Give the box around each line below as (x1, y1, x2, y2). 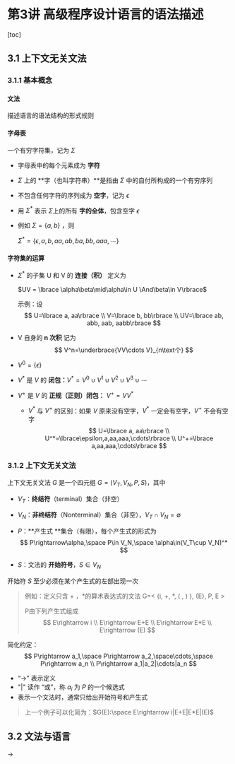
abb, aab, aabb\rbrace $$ (87, 319, 161, 327)
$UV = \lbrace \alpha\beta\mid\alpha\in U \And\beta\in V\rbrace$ (17, 285, 207, 293)
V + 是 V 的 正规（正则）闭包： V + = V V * (17, 390, 134, 399)
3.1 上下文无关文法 (7, 52, 87, 64)
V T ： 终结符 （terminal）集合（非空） (17, 494, 123, 505)
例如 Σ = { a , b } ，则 (17, 221, 75, 230)
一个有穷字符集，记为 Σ (7, 146, 76, 154)
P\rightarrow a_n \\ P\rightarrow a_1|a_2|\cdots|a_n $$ (40, 659, 198, 668)
